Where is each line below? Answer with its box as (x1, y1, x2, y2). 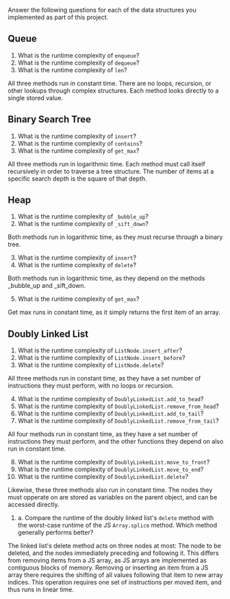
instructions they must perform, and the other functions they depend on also (8, 438, 224, 446)
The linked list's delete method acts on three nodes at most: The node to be (8, 542, 222, 550)
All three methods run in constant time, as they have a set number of (8, 374, 201, 383)
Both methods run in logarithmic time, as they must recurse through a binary (8, 233, 223, 241)
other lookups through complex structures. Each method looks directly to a (8, 86, 219, 95)
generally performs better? (17, 528, 94, 536)
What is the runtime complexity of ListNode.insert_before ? (17, 354, 186, 362)
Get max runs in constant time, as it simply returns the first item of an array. (8, 308, 221, 317)
